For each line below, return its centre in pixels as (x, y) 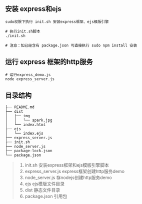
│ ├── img (17, 116)
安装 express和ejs (33, 9)
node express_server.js (30, 79)
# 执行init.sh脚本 (23, 31)
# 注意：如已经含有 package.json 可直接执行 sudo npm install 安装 (71, 45)
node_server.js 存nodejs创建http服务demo (68, 178)
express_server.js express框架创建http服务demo (75, 172)
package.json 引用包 (46, 197)
